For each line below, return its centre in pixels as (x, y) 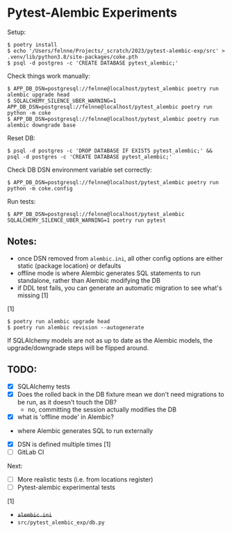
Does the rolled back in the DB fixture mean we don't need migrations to (121, 394)
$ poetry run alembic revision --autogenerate (76, 327)
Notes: (22, 241)
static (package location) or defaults (69, 265)
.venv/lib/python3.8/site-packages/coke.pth (73, 57)
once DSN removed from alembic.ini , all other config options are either (120, 258)
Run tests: (22, 201)
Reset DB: (22, 138)
